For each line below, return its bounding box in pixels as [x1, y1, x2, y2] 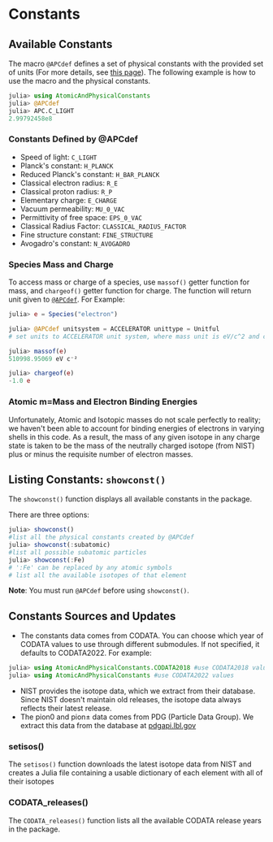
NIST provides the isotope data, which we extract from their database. [19, 686, 256, 696]
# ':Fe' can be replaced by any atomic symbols [8, 563, 173, 571]
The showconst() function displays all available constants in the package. [8, 494, 253, 504]
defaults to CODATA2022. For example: [19, 648, 152, 658]
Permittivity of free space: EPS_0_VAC [19, 212, 142, 222]
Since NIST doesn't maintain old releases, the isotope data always [19, 695, 242, 705]
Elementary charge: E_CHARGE [19, 195, 118, 205]
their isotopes [8, 777, 54, 787]
